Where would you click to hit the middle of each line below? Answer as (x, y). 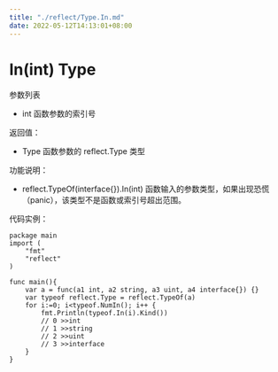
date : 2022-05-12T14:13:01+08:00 (71, 26)
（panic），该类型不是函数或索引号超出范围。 (104, 200)
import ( (25, 244)
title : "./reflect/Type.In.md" (67, 17)
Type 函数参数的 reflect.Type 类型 (84, 151)
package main (33, 236)
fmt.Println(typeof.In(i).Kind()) (104, 314)
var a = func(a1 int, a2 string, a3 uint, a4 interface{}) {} (142, 290)
